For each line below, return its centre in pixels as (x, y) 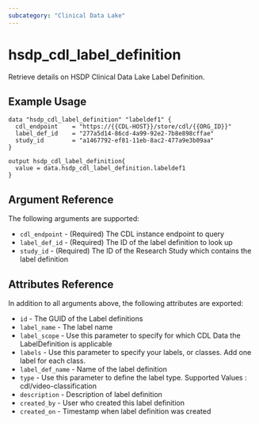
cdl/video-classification (58, 386)
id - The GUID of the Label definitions (81, 319)
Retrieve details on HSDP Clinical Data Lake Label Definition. (107, 77)
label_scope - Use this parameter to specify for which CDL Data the (130, 335)
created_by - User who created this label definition (102, 403)
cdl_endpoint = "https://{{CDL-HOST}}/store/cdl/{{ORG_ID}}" (124, 127)
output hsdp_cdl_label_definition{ (67, 162)
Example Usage (48, 101)
